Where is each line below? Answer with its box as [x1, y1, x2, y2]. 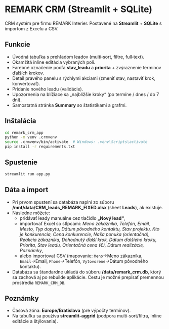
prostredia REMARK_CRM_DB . [12, 279, 66, 286]
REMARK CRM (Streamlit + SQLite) [5, 4, 153, 15]
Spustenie [5, 158, 38, 167]
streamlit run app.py [5, 171, 51, 176]
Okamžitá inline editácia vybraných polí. [12, 59, 96, 65]
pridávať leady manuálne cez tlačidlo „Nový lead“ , [19, 215, 125, 221]
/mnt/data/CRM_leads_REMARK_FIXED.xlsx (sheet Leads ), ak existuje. [12, 204, 163, 210]
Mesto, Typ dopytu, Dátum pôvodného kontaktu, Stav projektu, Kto [19, 226, 160, 232]
